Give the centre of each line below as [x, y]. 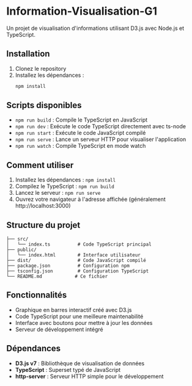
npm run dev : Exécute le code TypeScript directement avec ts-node [101, 126]
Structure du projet [43, 225]
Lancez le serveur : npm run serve [58, 193]
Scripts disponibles [44, 105]
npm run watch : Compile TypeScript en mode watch [80, 146]
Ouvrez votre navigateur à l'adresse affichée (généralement [90, 199]
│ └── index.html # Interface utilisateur [73, 255]
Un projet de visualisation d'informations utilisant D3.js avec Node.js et [95, 28]
